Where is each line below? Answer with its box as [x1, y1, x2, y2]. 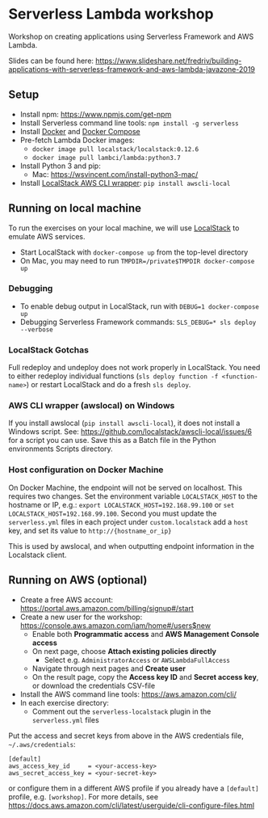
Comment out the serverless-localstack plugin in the [31, 706, 211, 716]
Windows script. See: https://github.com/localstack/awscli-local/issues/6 [8, 427, 253, 436]
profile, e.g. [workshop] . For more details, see [8, 791, 159, 801]
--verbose [19, 325, 54, 334]
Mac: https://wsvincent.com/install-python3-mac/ [31, 169, 199, 179]
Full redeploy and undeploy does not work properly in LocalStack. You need [8, 363, 261, 373]
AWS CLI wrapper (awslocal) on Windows [8, 400, 175, 411]
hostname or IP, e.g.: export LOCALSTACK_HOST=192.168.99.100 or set [8, 500, 235, 509]
